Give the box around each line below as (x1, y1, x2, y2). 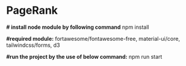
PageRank (6, 4, 58, 17)
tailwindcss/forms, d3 (6, 41, 60, 49)
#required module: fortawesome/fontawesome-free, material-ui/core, (6, 35, 181, 42)
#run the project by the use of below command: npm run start (6, 53, 163, 60)
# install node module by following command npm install (6, 23, 149, 31)
